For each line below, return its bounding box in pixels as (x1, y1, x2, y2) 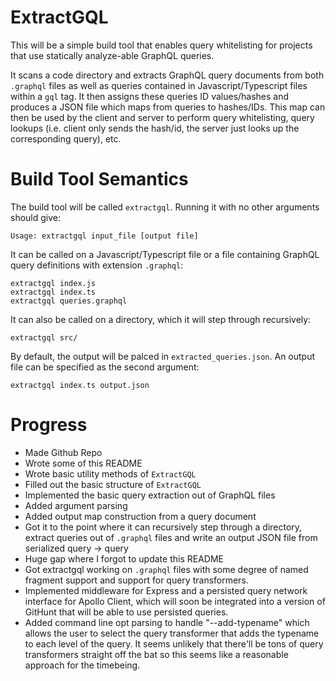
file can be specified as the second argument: (10, 361, 200, 373)
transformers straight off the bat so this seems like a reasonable (24, 648, 289, 660)
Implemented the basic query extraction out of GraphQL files (24, 489, 276, 501)
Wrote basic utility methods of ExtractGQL (24, 467, 197, 480)
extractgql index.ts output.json (10, 380, 150, 390)
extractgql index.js (10, 278, 97, 288)
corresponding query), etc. (10, 132, 122, 145)
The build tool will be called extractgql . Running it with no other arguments (10, 201, 320, 213)
